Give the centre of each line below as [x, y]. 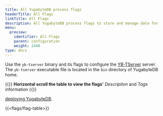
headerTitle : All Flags [29, 14]
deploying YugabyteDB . [29, 98]
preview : [18, 32]
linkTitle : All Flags [27, 19]
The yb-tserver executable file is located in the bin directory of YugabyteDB [82, 69]
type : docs [16, 50]
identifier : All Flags [37, 37]
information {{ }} [21, 89]
